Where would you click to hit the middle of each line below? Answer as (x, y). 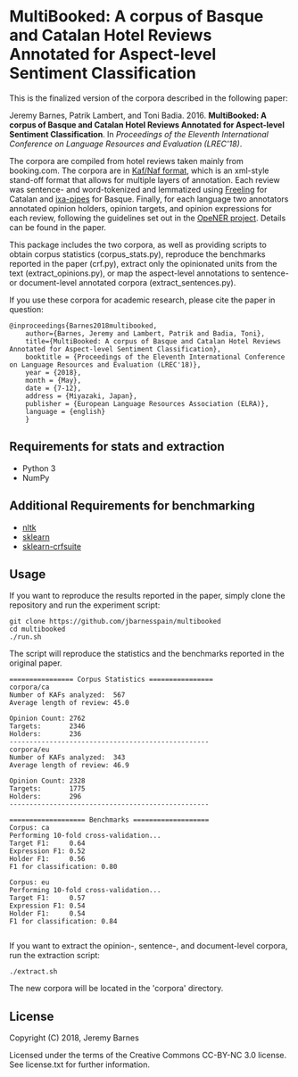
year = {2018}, (54, 372)
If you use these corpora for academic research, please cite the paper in (142, 300)
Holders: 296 (46, 797)
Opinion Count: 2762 (48, 719)
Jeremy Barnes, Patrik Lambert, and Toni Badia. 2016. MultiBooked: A (138, 115)
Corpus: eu (29, 882)
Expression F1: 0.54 (48, 906)
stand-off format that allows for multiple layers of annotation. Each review (145, 179)
